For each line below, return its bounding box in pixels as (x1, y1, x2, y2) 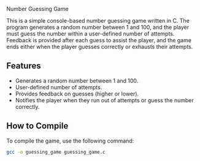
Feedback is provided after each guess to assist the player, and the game (6, 37, 192, 43)
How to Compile (6, 121, 69, 131)
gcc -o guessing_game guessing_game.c (6, 149, 106, 155)
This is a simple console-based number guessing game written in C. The (6, 17, 190, 24)
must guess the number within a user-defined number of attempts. (6, 30, 175, 37)
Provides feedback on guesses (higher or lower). (15, 90, 139, 97)
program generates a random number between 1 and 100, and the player (6, 24, 190, 31)
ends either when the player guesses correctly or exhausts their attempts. (6, 43, 193, 50)
